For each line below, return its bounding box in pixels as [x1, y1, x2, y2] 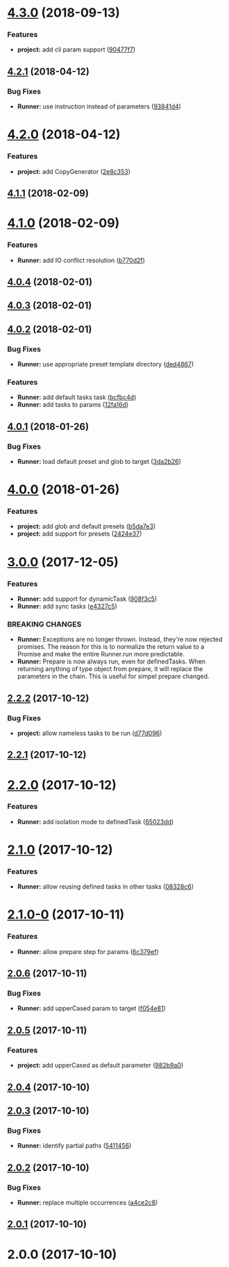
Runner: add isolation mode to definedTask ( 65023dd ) [17, 817, 174, 825]
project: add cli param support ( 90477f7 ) [17, 45, 136, 54]
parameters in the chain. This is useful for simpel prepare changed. [17, 672, 210, 681]
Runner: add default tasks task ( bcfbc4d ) [17, 393, 137, 401]
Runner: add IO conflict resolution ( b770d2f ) [17, 256, 146, 264]
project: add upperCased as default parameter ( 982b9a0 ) [17, 1061, 184, 1070]
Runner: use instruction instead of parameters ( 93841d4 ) [17, 102, 182, 111]
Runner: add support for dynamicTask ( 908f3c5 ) [17, 595, 158, 603]
